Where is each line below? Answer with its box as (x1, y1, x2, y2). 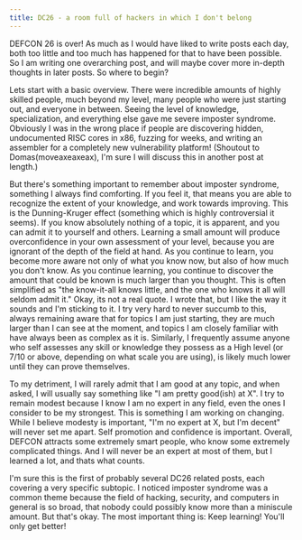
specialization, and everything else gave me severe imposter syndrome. (9, 113, 277, 124)
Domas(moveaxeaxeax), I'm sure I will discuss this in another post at (9, 151, 264, 163)
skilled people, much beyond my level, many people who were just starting (9, 94, 287, 105)
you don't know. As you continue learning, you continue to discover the (9, 265, 274, 275)
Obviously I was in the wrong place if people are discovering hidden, (9, 123, 264, 134)
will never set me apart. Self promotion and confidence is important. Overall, (9, 426, 293, 437)
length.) (9, 161, 39, 172)
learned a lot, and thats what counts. (9, 455, 146, 466)
